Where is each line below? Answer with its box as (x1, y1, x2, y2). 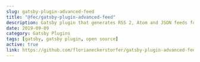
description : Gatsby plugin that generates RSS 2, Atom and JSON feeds (6, 19, 187, 25)
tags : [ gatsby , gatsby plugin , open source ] (6, 36, 118, 42)
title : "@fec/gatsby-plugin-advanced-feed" (6, 14, 116, 20)
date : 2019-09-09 (6, 25, 49, 31)
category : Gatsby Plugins (6, 31, 70, 37)
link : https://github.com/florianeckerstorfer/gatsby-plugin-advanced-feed (6, 47, 198, 53)
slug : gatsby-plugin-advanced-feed (6, 8, 95, 15)
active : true (6, 42, 39, 48)
